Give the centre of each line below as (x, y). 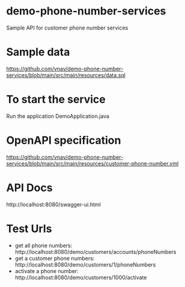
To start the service (56, 100)
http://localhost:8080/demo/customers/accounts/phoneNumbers (96, 252)
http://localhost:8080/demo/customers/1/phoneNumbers (85, 264)
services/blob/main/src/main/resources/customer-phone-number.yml (92, 163)
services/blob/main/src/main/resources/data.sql (66, 75)
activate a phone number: (47, 271)
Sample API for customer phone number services (67, 28)
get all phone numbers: (44, 245)
